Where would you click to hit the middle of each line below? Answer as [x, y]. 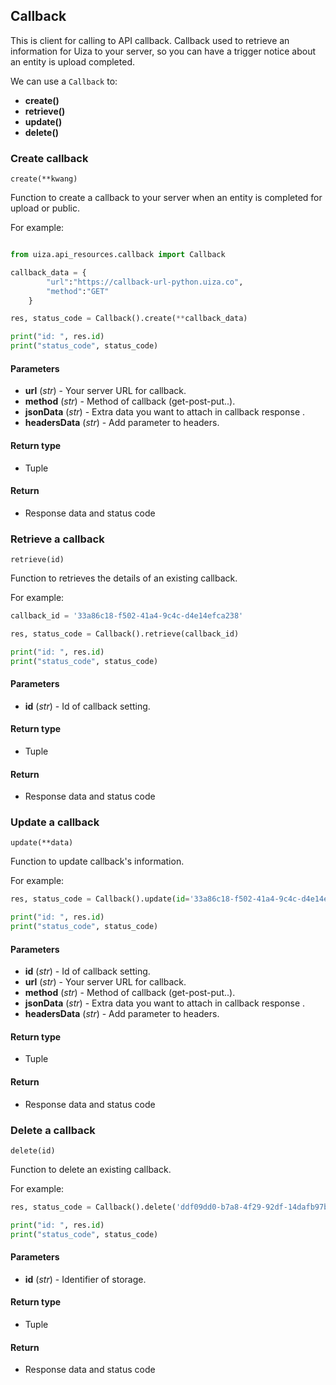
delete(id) [33, 1150]
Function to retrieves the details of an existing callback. [124, 578]
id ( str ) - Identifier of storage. [85, 1279]
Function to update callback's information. [97, 861]
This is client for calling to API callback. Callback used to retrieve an [150, 40]
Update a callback [55, 822]
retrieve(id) [37, 560]
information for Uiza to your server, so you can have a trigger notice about [163, 51]
